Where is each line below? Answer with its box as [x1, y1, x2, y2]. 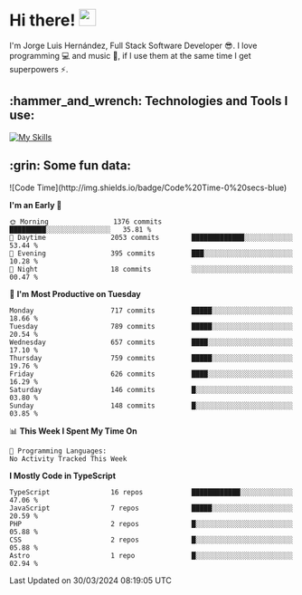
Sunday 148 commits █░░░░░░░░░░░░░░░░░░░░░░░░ [9, 401, 294, 410]
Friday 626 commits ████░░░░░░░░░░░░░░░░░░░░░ [9, 369, 294, 379]
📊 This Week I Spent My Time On [9, 425, 137, 437]
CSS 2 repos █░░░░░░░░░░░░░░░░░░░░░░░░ [9, 535, 294, 544]
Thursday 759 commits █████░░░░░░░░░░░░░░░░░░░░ [9, 353, 294, 362]
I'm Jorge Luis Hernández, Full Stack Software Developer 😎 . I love [9, 40, 258, 51]
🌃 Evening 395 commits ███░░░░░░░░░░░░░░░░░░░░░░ [9, 248, 294, 258]
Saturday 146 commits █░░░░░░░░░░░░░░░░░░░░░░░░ [9, 385, 294, 394]
